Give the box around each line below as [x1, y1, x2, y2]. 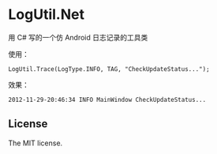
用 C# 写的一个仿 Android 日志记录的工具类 [8, 32, 148, 42]
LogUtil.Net [8, 6, 85, 24]
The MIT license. [8, 138, 63, 148]
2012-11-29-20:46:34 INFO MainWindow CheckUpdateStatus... [8, 96, 207, 103]
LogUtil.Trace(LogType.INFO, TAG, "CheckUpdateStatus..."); [8, 65, 211, 73]
